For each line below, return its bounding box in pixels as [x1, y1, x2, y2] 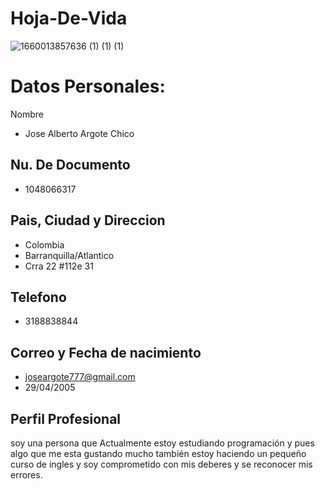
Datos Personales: [10, 75, 166, 98]
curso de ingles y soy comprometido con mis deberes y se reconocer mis [10, 458, 313, 470]
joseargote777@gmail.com [24, 371, 136, 383]
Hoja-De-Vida [10, 7, 128, 30]
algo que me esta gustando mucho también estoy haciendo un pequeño [10, 447, 307, 459]
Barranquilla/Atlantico [24, 249, 115, 261]
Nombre [10, 108, 44, 120]
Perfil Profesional [10, 410, 122, 427]
